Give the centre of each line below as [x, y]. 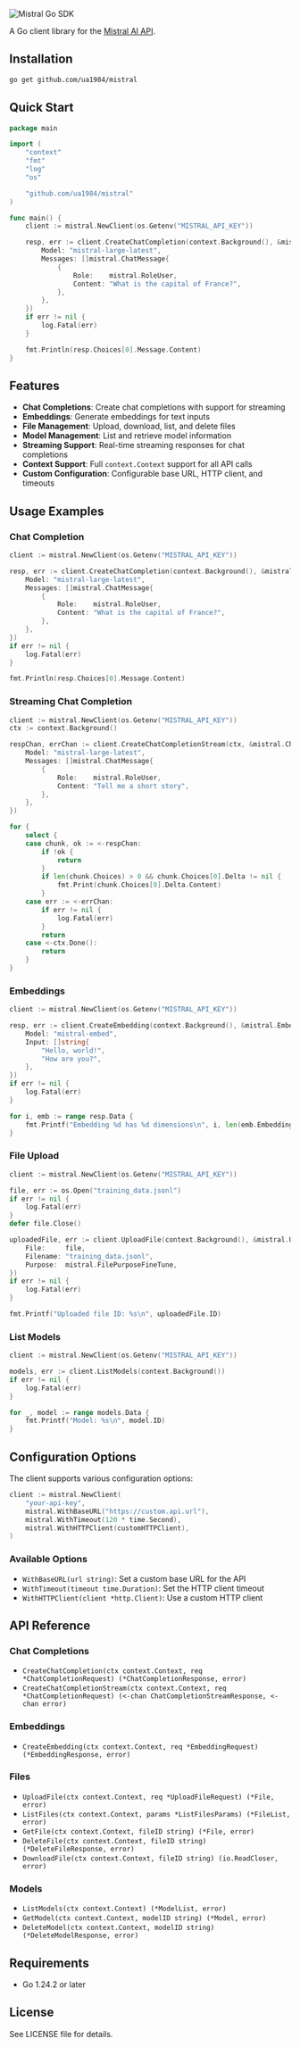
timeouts [38, 483]
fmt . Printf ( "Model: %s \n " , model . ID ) [96, 1421]
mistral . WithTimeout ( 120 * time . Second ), [103, 1519]
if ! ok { [58, 852]
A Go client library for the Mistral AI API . [83, 31]
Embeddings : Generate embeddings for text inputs [116, 417]
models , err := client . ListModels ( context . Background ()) [117, 1372]
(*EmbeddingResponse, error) [76, 1754]
